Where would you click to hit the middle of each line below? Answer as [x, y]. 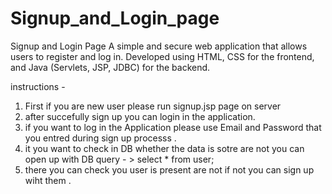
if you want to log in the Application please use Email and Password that [173, 127]
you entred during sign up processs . [100, 138]
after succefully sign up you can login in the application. [140, 116]
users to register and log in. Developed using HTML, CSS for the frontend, [162, 56]
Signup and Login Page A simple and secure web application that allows [159, 46]
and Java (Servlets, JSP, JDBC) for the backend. [110, 67]
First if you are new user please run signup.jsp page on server [153, 106]
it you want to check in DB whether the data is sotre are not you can [164, 148]
